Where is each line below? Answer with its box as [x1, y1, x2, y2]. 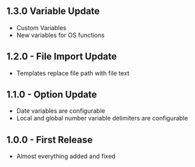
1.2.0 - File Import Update [6, 51, 117, 62]
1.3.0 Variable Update [6, 5, 100, 17]
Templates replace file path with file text [16, 68, 129, 77]
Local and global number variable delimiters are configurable [16, 114, 189, 123]
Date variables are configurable [16, 107, 105, 115]
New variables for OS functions [16, 31, 105, 39]
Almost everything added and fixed [16, 152, 116, 160]
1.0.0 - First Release [6, 133, 93, 146]
